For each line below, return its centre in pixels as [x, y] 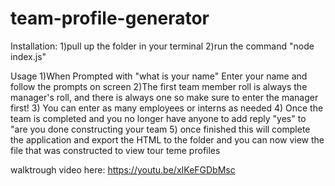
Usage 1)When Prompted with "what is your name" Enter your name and [159, 76]
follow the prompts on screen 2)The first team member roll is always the [159, 86]
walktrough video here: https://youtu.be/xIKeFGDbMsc [123, 169]
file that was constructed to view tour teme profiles [115, 150]
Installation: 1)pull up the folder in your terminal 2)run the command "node [162, 46]
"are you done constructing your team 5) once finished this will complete [160, 129]
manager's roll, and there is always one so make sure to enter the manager [164, 97]
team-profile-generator [110, 18]
